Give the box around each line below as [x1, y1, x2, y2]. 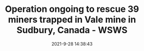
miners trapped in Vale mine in [8, 14, 136, 25]
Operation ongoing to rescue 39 [5, 3, 139, 15]
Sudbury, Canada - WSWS [16, 25, 128, 36]
